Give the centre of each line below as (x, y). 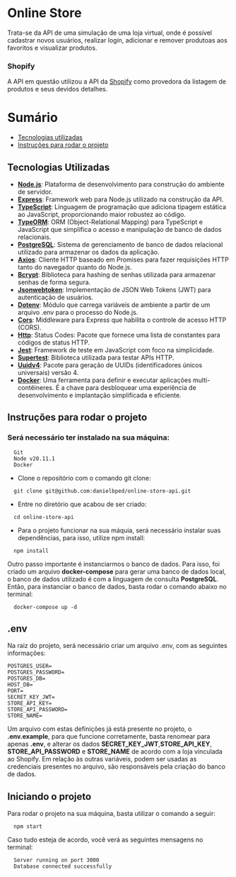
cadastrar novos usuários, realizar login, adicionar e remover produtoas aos (117, 40)
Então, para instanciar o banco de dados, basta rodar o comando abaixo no (117, 586)
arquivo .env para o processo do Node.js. (78, 312)
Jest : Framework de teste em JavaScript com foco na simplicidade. (116, 350)
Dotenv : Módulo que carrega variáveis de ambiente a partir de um (114, 305)
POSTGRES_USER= (30, 666)
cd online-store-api (44, 517)
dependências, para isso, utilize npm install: (81, 537)
